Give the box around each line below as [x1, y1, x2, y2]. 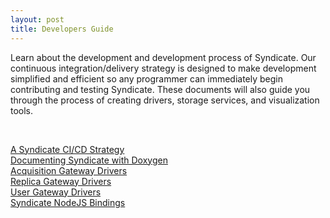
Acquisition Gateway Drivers [10, 164, 128, 176]
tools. [10, 104, 34, 116]
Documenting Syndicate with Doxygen [10, 154, 168, 166]
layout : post [10, 14, 65, 25]
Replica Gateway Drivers [10, 175, 112, 187]
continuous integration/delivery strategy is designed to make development [10, 62, 317, 74]
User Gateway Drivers [10, 186, 102, 198]
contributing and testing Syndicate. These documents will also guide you [10, 83, 311, 95]
